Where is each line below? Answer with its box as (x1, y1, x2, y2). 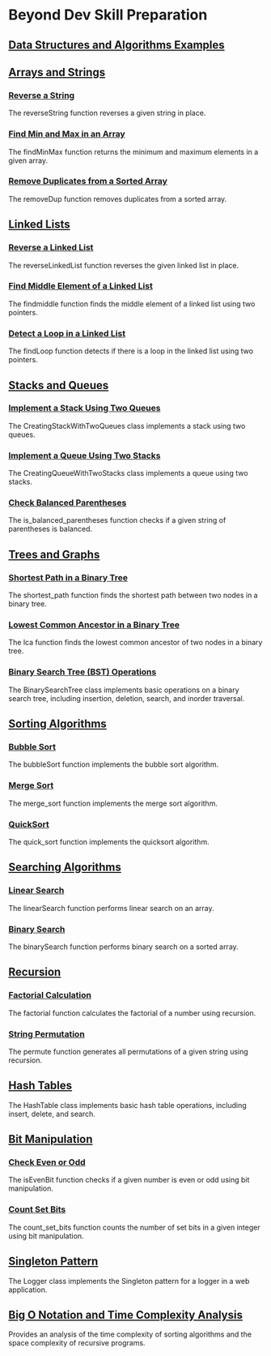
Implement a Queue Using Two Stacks (8, 450, 161, 461)
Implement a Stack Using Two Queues (8, 403, 161, 414)
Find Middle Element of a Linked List (8, 280, 154, 292)
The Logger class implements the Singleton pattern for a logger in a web (8, 1276, 250, 1285)
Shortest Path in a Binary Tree (8, 571, 128, 583)
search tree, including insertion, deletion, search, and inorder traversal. (8, 693, 245, 703)
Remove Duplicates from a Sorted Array (8, 176, 168, 187)
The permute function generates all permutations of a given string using (8, 1046, 248, 1056)
